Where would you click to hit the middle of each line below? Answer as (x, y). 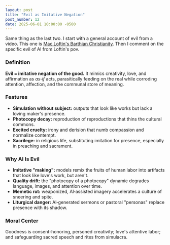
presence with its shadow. (40, 208)
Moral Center (22, 221)
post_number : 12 (22, 19)
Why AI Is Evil (22, 159)
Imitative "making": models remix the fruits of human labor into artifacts (89, 170)
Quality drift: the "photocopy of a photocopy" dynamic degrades (81, 181)
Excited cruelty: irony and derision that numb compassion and (78, 130)
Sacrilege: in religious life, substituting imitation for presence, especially (88, 140)
